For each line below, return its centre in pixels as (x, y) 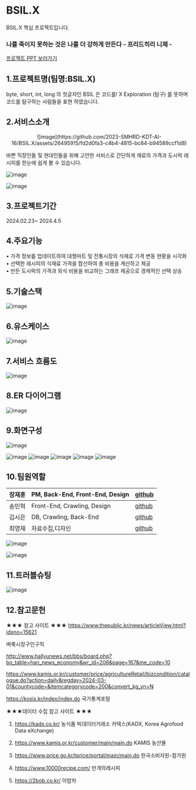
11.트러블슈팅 (29, 575)
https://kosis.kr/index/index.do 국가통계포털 (58, 698)
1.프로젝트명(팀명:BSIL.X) (51, 79)
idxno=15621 (22, 632)
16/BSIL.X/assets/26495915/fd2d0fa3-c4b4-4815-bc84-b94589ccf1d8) (99, 143)
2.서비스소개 (28, 122)
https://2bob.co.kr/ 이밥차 (45, 781)
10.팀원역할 (26, 477)
